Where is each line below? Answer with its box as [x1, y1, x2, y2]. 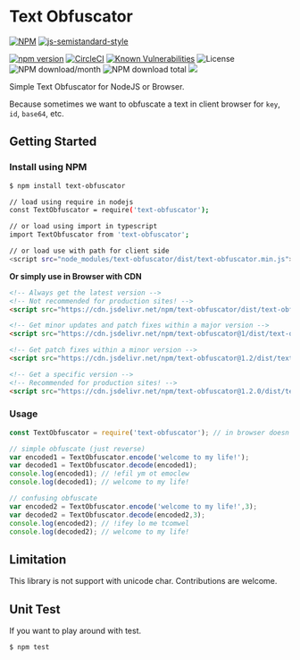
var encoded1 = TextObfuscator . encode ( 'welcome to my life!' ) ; [9, 452, 250, 462]
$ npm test [9, 643, 50, 652]
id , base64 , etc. [9, 107, 64, 118]
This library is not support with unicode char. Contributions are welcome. [9, 576, 278, 587]
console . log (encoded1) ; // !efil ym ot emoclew [9, 469, 190, 478]
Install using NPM [9, 161, 87, 174]
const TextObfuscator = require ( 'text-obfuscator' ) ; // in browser [9, 428, 266, 437]
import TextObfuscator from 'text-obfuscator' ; [9, 230, 190, 239]
